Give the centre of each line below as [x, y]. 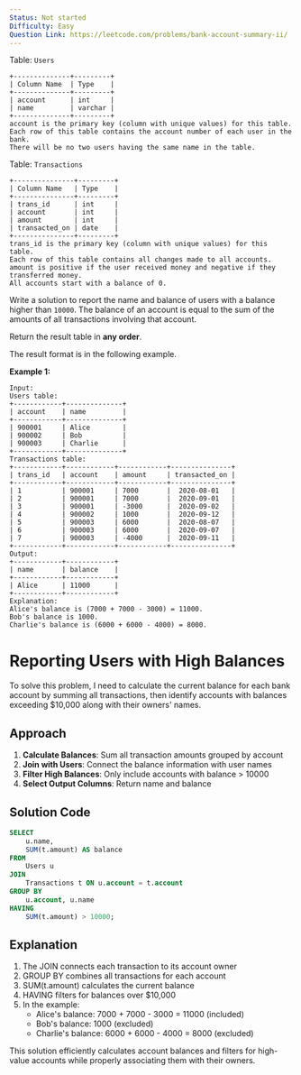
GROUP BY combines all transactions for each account [124, 976]
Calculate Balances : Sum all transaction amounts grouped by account [153, 755]
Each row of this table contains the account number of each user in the [151, 132]
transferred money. [46, 276]
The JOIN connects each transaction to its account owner [129, 967]
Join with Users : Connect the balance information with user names [147, 765]
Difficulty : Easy [42, 26]
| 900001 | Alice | [68, 428]
